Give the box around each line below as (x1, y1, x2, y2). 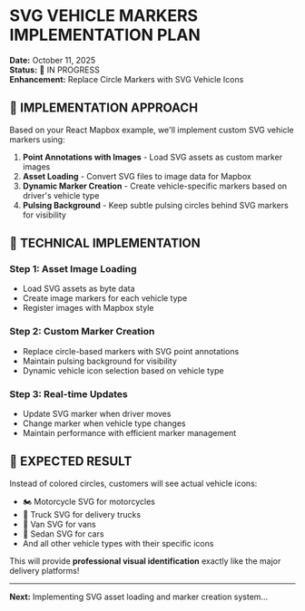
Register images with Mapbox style (22, 303, 154, 314)
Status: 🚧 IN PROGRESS (9, 64, 100, 75)
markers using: (9, 133, 65, 145)
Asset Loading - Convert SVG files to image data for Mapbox (22, 170, 251, 181)
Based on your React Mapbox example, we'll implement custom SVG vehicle (9, 124, 294, 135)
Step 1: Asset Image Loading (9, 263, 138, 276)
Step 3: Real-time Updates (9, 387, 129, 400)
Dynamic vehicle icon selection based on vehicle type (22, 364, 224, 376)
